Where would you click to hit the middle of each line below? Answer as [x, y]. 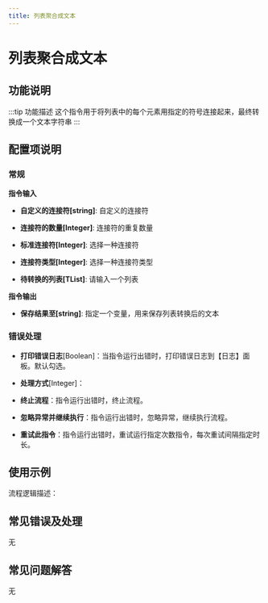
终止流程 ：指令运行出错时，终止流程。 [83, 400]
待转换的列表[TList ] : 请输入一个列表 [79, 279]
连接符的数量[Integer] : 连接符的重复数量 [87, 228]
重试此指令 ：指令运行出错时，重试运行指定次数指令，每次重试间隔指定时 [140, 434]
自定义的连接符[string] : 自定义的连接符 [84, 211]
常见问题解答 [40, 570]
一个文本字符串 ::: [51, 121]
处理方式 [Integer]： [52, 383]
